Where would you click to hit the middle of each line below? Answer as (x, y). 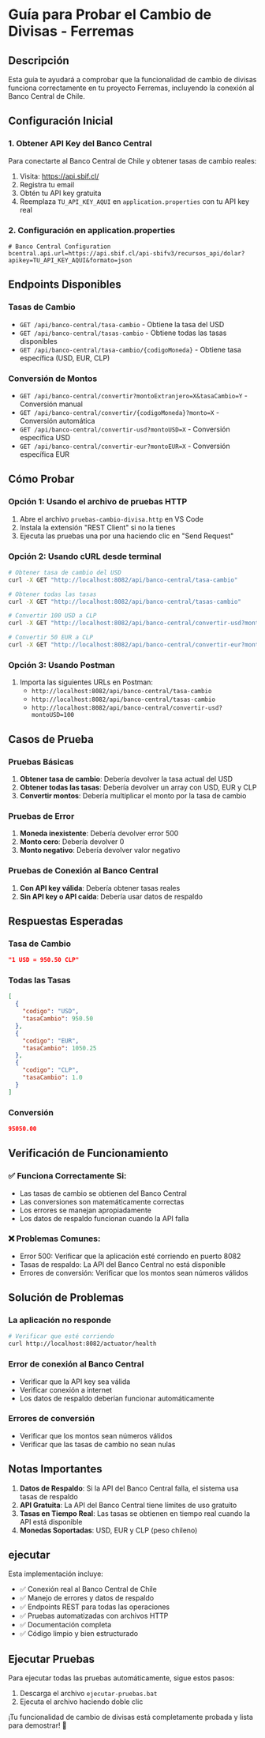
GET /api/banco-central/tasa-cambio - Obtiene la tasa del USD (122, 324)
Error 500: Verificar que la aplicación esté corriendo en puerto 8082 (130, 1256)
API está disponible (51, 1521)
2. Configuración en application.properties (92, 230)
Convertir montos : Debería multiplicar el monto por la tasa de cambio (133, 795)
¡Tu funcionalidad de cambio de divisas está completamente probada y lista (131, 1717)
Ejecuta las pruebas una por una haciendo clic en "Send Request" (127, 536)
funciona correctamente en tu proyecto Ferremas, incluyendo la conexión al (131, 88)
